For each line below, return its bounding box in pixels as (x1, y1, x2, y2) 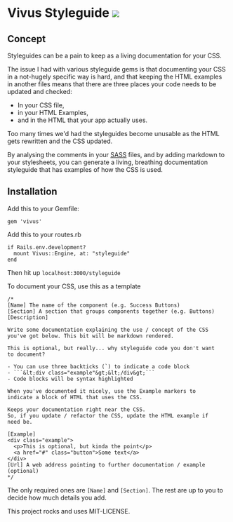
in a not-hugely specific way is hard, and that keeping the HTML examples (7, 72, 222, 81)
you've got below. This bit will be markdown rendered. (7, 332, 174, 340)
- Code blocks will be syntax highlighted (7, 375, 133, 382)
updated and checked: (7, 88, 72, 95)
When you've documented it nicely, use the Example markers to (7, 387, 197, 394)
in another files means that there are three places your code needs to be (7, 80, 217, 88)
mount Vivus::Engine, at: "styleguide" (13, 250, 131, 257)
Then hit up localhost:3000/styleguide (7, 268, 121, 276)
